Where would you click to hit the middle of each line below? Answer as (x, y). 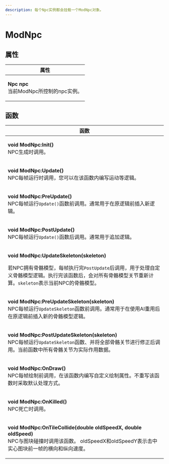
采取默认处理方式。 (41, 383)
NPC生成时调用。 (28, 152)
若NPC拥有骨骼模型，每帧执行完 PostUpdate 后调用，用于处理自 (81, 268)
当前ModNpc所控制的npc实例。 (45, 91)
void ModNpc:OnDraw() (37, 368)
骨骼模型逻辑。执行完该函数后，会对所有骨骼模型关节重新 (81, 276)
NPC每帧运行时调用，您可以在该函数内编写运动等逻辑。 (73, 178)
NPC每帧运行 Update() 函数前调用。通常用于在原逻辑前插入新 (79, 204)
